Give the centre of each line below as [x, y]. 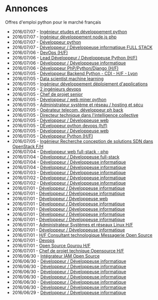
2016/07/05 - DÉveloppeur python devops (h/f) [60, 125]
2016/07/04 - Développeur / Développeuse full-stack [66, 157]
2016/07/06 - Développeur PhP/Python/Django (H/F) [65, 68]
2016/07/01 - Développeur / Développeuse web [60, 198]
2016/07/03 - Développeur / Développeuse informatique [69, 172]
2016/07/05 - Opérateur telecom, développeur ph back [68, 110]
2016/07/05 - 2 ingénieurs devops [47, 89]
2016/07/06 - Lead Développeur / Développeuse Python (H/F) [75, 57]
